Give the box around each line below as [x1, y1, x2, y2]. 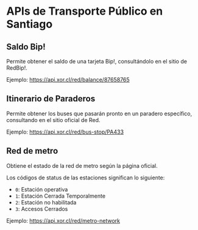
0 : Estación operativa [15, 185, 68, 193]
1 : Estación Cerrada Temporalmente [15, 192, 105, 199]
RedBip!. [6, 64, 27, 71]
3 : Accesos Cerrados [15, 205, 68, 212]
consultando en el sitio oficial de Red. [6, 116, 101, 123]
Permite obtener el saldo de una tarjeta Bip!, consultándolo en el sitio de [6, 58, 188, 65]
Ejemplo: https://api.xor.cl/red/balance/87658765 [6, 76, 130, 83]
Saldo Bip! [6, 41, 46, 52]
